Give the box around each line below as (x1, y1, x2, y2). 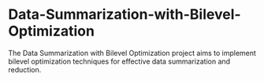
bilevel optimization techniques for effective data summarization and (8, 57, 231, 66)
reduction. (8, 64, 42, 74)
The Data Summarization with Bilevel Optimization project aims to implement (8, 48, 256, 57)
